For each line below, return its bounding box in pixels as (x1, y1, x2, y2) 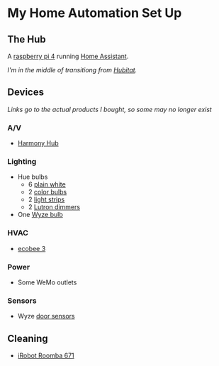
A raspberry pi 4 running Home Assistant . (7, 52, 129, 60)
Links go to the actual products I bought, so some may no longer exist (7, 105, 213, 113)
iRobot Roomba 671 (17, 351, 74, 360)
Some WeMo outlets (17, 278, 77, 287)
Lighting (7, 157, 37, 167)
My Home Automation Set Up (7, 5, 182, 21)
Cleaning (7, 332, 48, 345)
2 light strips (28, 195, 65, 204)
